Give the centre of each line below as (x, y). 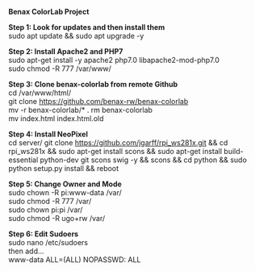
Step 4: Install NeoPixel (48, 134)
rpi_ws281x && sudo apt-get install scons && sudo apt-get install (115, 151)
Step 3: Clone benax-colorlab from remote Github (93, 84)
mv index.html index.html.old (56, 119)
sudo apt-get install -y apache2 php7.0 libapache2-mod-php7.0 (114, 60)
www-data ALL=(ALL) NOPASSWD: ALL (75, 260)
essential (23, 160)
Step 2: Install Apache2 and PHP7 (66, 51)
